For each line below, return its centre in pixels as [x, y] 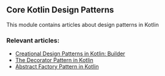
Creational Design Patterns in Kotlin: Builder [70, 54]
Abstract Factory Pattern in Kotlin [57, 67]
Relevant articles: [33, 40]
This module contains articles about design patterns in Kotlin [82, 24]
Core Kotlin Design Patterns [60, 10]
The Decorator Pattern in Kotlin [54, 60]
